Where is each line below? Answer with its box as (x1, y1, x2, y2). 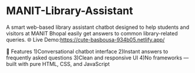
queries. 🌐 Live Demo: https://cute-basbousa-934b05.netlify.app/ (6, 36, 165, 43)
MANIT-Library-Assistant (6, 4, 134, 18)
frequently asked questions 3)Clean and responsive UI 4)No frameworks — (6, 54, 189, 61)
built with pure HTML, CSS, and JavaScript (6, 60, 110, 67)
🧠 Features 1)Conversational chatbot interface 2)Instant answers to (6, 48, 168, 55)
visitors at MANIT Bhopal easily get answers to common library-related (6, 29, 178, 36)
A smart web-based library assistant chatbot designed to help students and (6, 24, 190, 31)
